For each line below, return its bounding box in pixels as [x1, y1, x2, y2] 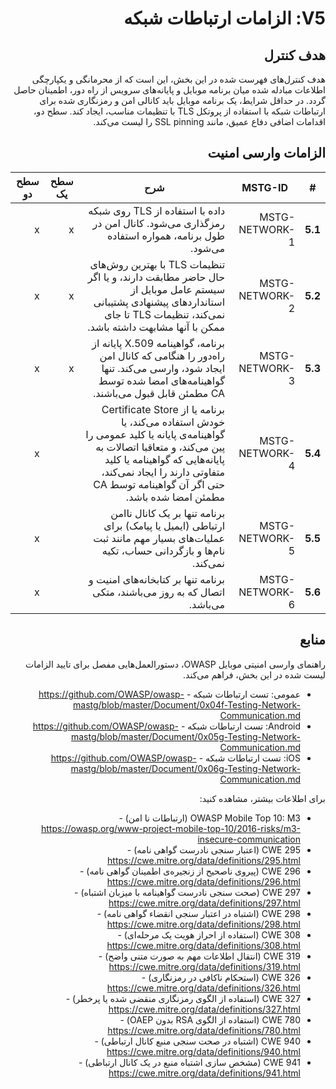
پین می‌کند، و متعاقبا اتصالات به [95, 440, 226, 454]
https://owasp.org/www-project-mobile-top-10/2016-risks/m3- [40, 822, 301, 834]
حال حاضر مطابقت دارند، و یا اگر [87, 270, 226, 284]
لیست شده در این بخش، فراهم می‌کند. [183, 668, 326, 681]
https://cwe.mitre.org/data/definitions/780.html [107, 1024, 301, 1036]
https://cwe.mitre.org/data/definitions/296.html [106, 875, 301, 887]
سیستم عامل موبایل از [130, 282, 226, 296]
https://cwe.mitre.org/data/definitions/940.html [106, 1045, 301, 1057]
